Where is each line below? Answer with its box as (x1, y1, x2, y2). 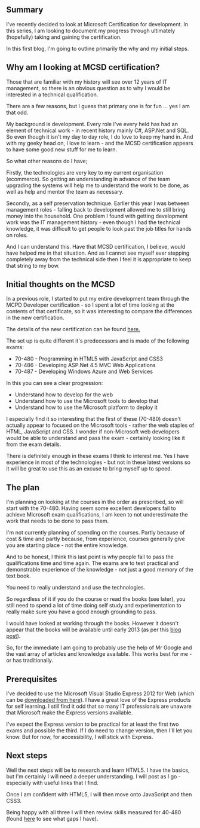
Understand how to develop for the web (14, 391, 113, 398)
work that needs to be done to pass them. (6, 517, 109, 525)
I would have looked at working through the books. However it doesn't (6, 620, 179, 627)
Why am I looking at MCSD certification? (6, 62, 160, 72)
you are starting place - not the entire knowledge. (6, 542, 128, 549)
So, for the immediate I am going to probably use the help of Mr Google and (6, 644, 192, 651)
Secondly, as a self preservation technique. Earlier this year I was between (6, 200, 190, 207)
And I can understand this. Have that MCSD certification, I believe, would (6, 243, 186, 250)
